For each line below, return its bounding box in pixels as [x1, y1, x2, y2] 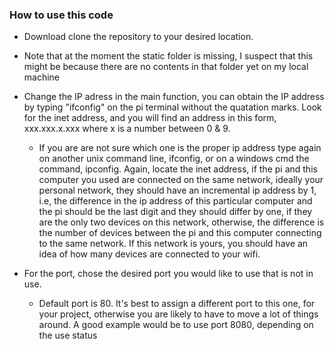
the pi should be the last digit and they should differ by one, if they [38, 206, 313, 218]
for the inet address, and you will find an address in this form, [23, 112, 277, 124]
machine [23, 71, 61, 83]
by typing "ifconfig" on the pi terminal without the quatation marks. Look [23, 101, 322, 113]
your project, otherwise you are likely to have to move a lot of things [38, 308, 319, 320]
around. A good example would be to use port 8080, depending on [38, 319, 314, 331]
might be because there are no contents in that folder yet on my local [23, 61, 309, 73]
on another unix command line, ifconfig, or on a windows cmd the [38, 153, 310, 165]
